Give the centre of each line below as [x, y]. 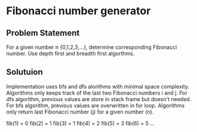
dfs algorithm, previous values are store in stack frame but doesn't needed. [99, 99]
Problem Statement [43, 33]
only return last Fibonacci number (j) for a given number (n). [80, 112]
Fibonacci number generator [79, 11]
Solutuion [24, 72]
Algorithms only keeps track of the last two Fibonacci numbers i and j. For [97, 93]
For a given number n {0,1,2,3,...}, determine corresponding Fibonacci [92, 47]
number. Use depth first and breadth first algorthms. [70, 54]
